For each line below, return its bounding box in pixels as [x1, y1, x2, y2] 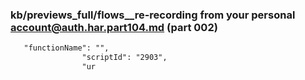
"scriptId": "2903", [81, 53, 168, 63]
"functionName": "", [23, 43, 110, 53]
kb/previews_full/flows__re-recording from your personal [10, 8, 296, 22]
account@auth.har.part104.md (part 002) [10, 20, 218, 34]
